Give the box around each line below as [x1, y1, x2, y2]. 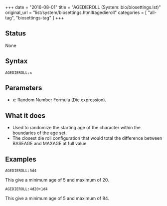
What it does [5, 111, 46, 120]
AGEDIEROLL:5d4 [5, 168, 37, 174]
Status [5, 29, 26, 38]
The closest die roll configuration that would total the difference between [12, 135, 163, 141]
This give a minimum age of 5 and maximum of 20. [5, 177, 109, 183]
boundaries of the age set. [12, 130, 67, 136]
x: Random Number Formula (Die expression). [12, 97, 106, 103]
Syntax [5, 57, 28, 65]
